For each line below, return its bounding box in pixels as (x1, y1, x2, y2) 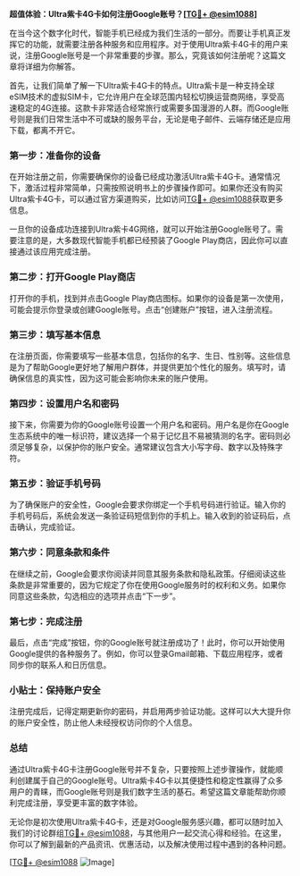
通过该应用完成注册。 (16, 246, 96, 257)
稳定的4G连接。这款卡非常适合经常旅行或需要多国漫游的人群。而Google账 (16, 103, 289, 113)
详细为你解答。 (24, 62, 80, 72)
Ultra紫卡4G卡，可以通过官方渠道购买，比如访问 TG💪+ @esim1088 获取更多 (9, 194, 284, 205)
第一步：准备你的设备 (9, 149, 101, 162)
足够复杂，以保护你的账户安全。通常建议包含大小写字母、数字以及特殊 (16, 442, 275, 452)
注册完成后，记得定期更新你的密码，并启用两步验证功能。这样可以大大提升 (9, 706, 283, 717)
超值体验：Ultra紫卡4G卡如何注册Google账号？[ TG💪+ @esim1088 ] (9, 9, 257, 19)
